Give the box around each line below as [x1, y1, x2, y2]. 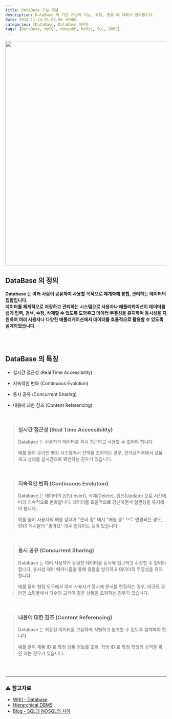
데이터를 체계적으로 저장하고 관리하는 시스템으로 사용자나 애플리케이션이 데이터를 [5, 304, 165, 310]
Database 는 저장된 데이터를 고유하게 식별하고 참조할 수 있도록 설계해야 [17, 626, 161, 632]
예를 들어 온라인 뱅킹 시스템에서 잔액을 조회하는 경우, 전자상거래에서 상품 [17, 450, 163, 456]
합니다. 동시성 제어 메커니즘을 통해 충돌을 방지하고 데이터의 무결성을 [17, 566, 154, 572]
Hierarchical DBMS [12, 702, 53, 708]
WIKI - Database [12, 696, 48, 703]
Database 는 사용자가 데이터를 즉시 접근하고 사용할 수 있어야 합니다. [17, 439, 154, 445]
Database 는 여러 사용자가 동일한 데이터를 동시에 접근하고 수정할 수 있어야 [17, 559, 166, 565]
